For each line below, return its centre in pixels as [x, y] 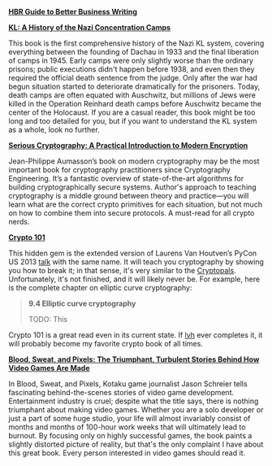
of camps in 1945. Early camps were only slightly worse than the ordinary [131, 61]
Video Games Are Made [50, 368]
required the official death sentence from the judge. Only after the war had [133, 78]
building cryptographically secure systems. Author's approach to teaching [133, 187]
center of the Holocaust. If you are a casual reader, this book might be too [132, 112]
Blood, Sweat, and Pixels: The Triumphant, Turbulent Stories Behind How [134, 359]
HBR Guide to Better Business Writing [73, 12]
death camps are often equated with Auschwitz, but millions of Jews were [132, 95]
